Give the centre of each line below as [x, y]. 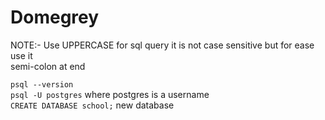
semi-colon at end [48, 66]
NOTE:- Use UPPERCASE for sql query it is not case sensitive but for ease [162, 45]
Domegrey [55, 17]
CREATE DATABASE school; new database [92, 105]
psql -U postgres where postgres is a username [110, 94]
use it [21, 55]
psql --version [42, 84]
